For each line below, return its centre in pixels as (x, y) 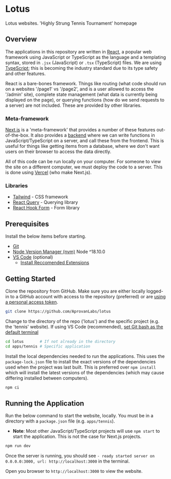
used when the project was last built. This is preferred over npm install (81, 367)
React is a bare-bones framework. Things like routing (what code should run (86, 83)
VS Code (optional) (33, 257)
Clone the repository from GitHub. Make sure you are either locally (76, 291)
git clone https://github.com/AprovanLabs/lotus (58, 311)
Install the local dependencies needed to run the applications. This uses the (85, 356)
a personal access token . (32, 302)
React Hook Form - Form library (46, 208)
